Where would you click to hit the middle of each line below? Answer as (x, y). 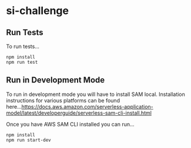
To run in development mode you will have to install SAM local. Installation (95, 94)
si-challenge (38, 11)
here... (14, 106)
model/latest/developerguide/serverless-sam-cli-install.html (79, 113)
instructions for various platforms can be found (63, 100)
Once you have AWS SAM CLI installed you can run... (70, 124)
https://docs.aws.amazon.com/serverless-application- (88, 106)
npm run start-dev (29, 140)
